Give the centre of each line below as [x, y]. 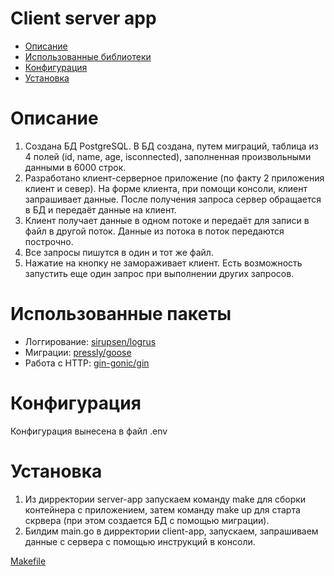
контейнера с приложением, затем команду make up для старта [162, 509]
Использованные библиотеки [88, 56]
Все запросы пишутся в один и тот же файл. [119, 252]
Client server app [83, 18]
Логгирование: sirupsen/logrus [90, 341]
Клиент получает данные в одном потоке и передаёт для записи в [167, 220]
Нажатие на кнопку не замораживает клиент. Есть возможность [163, 263]
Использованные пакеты [121, 314]
